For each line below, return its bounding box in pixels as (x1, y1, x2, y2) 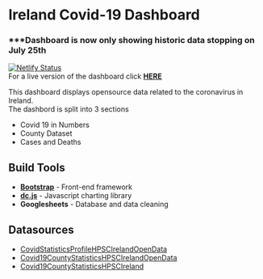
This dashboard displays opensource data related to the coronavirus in (8, 87, 244, 97)
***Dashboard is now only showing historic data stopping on (8, 35, 256, 46)
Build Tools (8, 160, 66, 175)
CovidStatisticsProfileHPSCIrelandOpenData (19, 244, 168, 254)
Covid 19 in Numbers (19, 120, 90, 130)
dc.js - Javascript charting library (19, 191, 132, 201)
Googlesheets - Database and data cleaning (19, 200, 169, 209)
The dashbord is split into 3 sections (8, 104, 129, 114)
